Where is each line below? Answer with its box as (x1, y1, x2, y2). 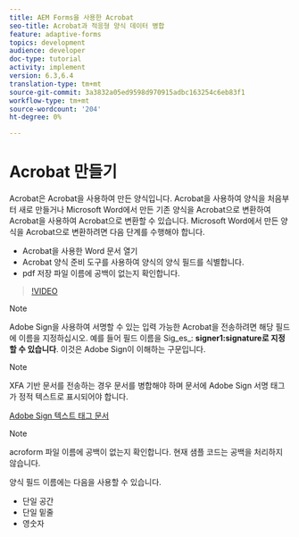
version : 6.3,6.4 (9, 71, 74, 80)
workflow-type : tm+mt (9, 96, 90, 105)
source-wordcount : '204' (9, 105, 102, 113)
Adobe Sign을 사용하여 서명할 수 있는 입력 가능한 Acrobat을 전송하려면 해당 (9, 322, 274, 332)
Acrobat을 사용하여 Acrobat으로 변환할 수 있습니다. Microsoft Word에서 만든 (9, 215, 279, 226)
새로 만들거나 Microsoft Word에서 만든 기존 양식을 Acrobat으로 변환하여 (18, 205, 271, 215)
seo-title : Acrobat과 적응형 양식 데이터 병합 (9, 21, 165, 30)
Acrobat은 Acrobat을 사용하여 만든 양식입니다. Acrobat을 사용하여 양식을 (9, 193, 266, 204)
